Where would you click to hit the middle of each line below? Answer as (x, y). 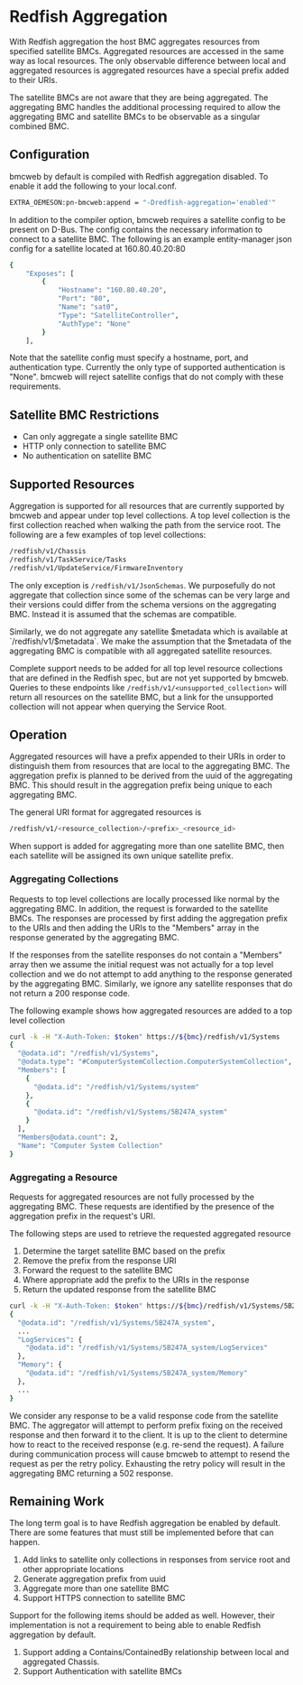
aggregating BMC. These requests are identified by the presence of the (142, 1207)
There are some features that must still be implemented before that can (142, 1532)
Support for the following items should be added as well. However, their (142, 1616)
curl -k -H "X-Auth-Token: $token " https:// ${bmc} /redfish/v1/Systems (145, 1037)
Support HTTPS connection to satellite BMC (104, 1598)
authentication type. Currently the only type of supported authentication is (147, 367)
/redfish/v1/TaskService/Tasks (68, 560)
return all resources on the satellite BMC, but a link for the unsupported (141, 697)
